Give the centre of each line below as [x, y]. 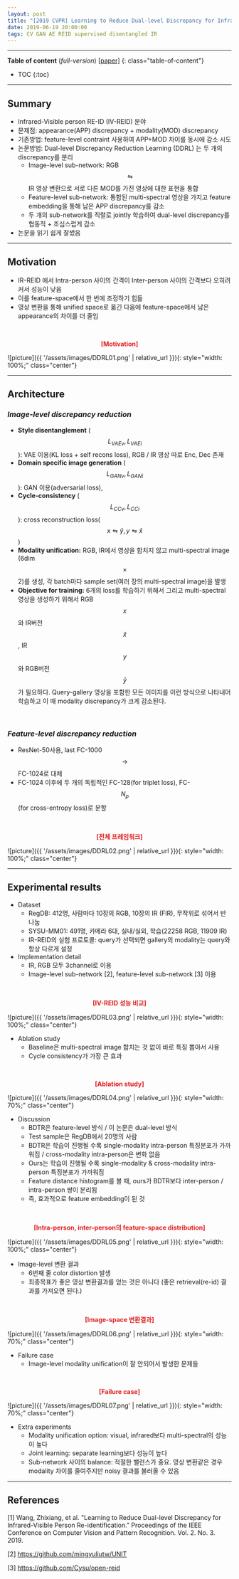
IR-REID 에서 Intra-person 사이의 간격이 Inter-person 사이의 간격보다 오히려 [124, 280]
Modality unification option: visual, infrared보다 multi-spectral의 [121, 1435]
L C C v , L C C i [125, 507]
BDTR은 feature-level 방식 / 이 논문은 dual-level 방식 [103, 1127]
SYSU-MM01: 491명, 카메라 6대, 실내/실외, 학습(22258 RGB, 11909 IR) [128, 931]
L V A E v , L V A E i [125, 442]
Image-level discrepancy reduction [69, 415]
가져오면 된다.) [62, 1290]
